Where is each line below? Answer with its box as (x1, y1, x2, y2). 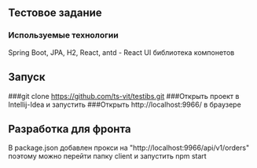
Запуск (8, 71, 46, 84)
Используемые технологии (8, 30, 119, 41)
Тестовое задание (8, 6, 102, 20)
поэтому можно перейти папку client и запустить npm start (8, 152, 207, 161)
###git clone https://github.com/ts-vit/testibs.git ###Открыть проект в (8, 91, 240, 100)
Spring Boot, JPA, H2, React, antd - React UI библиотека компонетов (8, 47, 235, 57)
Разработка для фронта (8, 122, 131, 136)
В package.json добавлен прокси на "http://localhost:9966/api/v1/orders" (8, 143, 250, 152)
